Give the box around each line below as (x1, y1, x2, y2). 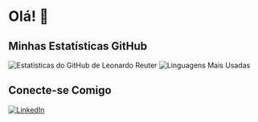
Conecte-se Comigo (8, 83, 112, 97)
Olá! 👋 (8, 7, 49, 26)
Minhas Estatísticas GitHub (8, 39, 148, 53)
